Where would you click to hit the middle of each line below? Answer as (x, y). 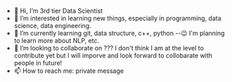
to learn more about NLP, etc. (57, 41)
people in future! (38, 63)
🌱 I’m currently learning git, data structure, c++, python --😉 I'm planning (119, 33)
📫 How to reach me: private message (69, 71)
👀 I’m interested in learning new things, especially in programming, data (117, 18)
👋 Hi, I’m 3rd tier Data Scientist (58, 11)
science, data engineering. (52, 26)
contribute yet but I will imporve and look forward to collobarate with (113, 55)
